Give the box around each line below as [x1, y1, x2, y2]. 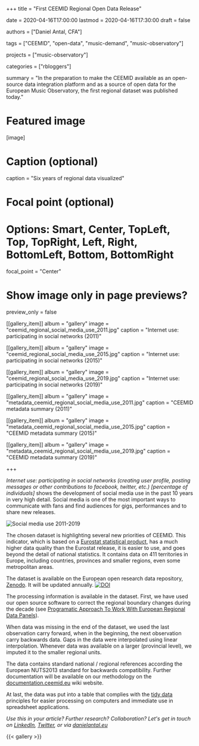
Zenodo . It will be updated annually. [6, 581, 94, 588]
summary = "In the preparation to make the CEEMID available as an [6, 75, 172, 81]
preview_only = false [6, 308, 57, 315]
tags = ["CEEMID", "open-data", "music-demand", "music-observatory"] [6, 40, 184, 47]
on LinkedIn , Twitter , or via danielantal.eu [6, 721, 108, 728]
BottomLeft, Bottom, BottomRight [6, 248, 174, 262]
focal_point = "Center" [6, 268, 61, 275]
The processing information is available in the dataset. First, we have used [6, 593, 189, 600]
